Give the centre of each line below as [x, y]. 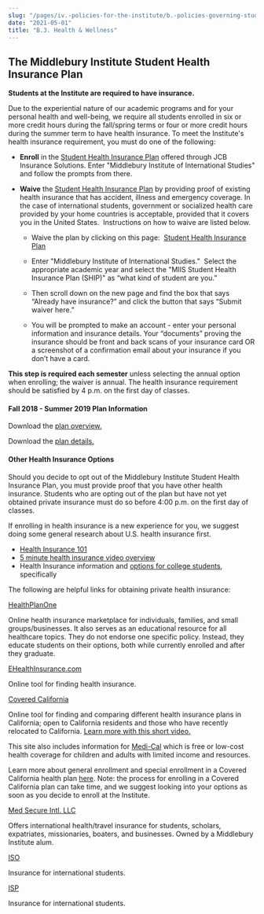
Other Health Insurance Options [61, 459]
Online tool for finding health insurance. [72, 684]
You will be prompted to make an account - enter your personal [134, 325]
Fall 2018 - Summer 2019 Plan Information [78, 408]
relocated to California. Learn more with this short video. [99, 731]
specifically [38, 574]
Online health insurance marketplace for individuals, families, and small [123, 620]
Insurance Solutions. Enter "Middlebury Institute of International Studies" [137, 165]
